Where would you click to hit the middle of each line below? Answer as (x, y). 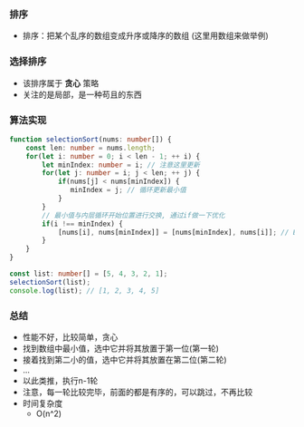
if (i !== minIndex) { (83, 224)
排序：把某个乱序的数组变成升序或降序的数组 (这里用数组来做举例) (145, 36)
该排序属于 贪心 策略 (61, 82)
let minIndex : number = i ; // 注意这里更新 (121, 165)
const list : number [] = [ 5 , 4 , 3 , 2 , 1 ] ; (89, 274)
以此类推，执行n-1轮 (60, 380)
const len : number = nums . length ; (90, 148)
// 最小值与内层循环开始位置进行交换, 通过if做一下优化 (133, 215)
